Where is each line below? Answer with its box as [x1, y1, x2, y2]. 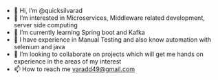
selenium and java [13, 43, 65, 51]
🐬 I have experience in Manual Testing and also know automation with [13, 36, 212, 44]
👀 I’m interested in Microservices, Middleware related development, [13, 14, 205, 22]
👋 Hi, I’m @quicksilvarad [13, 7, 83, 14]
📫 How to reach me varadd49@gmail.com [13, 65, 135, 73]
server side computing [13, 21, 78, 29]
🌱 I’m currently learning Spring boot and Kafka [13, 28, 146, 36]
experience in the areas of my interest [13, 57, 122, 65]
